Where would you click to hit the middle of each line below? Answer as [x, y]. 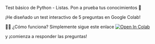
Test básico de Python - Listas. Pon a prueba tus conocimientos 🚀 [73, 8]
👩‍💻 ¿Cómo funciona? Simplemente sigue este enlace [60, 27]
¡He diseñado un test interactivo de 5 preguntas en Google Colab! [73, 17]
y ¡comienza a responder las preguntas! [46, 36]
